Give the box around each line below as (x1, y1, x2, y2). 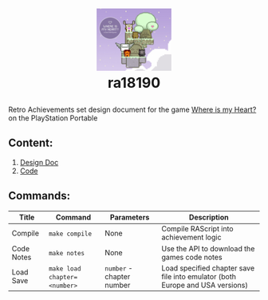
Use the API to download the (161, 243, 255, 253)
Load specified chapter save (161, 263, 255, 273)
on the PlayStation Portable (8, 112, 98, 123)
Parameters (110, 212, 150, 222)
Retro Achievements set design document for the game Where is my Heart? (8, 105, 257, 114)
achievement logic (161, 232, 222, 243)
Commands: (8, 189, 71, 203)
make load (49, 264, 81, 273)
